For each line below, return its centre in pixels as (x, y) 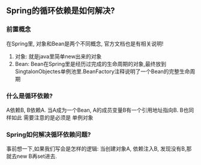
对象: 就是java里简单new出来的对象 (58, 56)
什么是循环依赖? (29, 96)
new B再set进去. (37, 156)
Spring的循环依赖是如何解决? (61, 11)
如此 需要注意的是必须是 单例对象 (52, 117)
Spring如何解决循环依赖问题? (49, 134)
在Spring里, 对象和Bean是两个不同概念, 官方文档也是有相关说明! (85, 43)
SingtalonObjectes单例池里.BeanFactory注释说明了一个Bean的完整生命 (102, 71)
